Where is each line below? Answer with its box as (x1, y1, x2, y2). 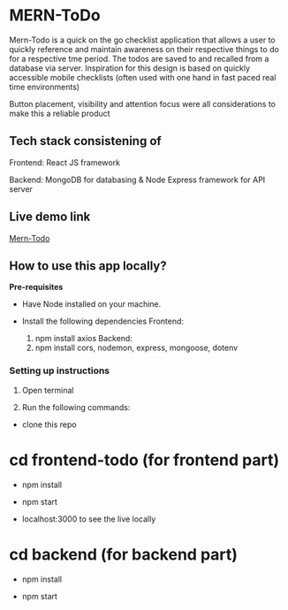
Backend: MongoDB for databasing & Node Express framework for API (9, 174, 266, 185)
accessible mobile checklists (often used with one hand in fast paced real (9, 72, 277, 82)
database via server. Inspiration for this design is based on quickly (9, 63, 250, 73)
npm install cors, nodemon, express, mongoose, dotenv (34, 342, 239, 354)
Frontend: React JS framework (9, 156, 121, 168)
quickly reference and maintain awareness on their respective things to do (9, 43, 280, 54)
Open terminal (21, 385, 74, 395)
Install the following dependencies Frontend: (21, 316, 184, 327)
